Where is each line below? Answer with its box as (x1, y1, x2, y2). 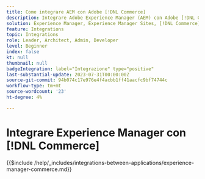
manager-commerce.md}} (6, 166, 72, 173)
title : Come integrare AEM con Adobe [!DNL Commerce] (6, 9, 146, 15)
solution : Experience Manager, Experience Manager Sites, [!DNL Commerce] (6, 20, 201, 26)
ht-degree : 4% (6, 94, 43, 100)
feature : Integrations (6, 26, 64, 32)
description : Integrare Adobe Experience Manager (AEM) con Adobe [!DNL (6, 15, 195, 21)
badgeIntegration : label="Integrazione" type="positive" (6, 65, 154, 72)
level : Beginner (6, 43, 48, 49)
